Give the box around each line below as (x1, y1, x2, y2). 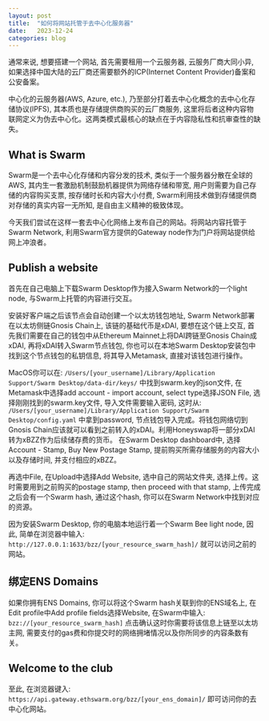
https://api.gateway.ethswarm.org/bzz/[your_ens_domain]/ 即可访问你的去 (8, 694, 257, 703)
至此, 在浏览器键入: (8, 683, 71, 694)
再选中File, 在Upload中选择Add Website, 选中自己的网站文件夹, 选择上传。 (8, 472, 252, 481)
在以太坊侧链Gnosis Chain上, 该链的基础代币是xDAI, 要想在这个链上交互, (8, 320, 246, 330)
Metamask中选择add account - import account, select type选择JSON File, (8, 387, 252, 397)
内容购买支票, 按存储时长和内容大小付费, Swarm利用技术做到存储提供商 (22, 190, 257, 201)
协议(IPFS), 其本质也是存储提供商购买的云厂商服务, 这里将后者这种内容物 (14, 104, 255, 114)
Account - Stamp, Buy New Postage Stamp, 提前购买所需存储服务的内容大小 (8, 444, 260, 454)
